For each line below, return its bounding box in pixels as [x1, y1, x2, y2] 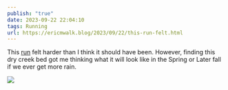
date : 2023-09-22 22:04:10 [7, 16, 85, 23]
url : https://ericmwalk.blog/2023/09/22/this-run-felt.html [7, 29, 184, 36]
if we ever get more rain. [7, 63, 77, 71]
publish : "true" [7, 10, 54, 17]
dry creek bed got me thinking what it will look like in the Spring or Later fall [7, 56, 222, 64]
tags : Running [7, 23, 48, 30]
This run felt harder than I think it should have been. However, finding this [7, 48, 216, 56]
